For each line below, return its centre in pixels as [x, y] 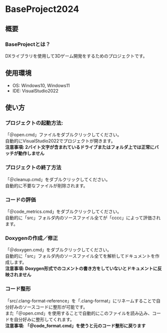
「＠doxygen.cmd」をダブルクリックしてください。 [58, 250]
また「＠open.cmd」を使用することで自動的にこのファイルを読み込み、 [79, 313]
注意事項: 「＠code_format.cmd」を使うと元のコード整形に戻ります [76, 326]
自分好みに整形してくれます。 [44, 319]
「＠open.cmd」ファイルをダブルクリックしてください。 [64, 135]
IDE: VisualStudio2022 [35, 91]
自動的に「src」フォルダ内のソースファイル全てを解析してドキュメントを [80, 256]
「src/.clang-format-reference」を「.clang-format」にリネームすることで [81, 301]
